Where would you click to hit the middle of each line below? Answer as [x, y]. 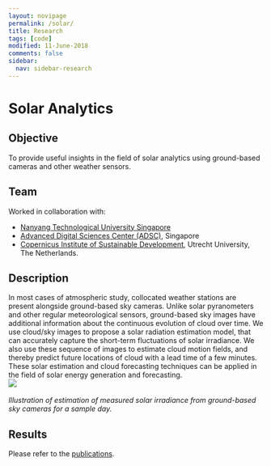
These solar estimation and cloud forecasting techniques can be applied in [133, 366]
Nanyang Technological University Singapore [95, 227]
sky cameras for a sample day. [60, 409]
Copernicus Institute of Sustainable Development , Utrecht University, [135, 244]
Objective [34, 138]
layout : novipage [38, 16]
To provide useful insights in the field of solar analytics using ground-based [134, 158]
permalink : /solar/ [41, 23]
